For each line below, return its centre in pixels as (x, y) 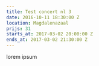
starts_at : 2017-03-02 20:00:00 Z (50, 34)
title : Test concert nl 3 (39, 12)
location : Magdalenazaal (37, 23)
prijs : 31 (19, 28)
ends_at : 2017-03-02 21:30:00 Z (47, 40)
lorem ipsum (22, 57)
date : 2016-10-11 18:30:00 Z (43, 17)
